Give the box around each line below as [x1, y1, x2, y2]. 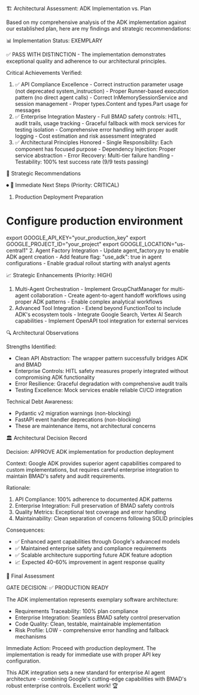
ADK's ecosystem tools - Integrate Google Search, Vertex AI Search [14, 311, 182, 318]
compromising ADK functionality [14, 374, 95, 381]
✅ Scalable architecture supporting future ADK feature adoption [14, 551, 173, 559]
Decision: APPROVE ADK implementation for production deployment [6, 448, 174, 455]
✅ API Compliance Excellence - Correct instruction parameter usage [14, 81, 183, 88]
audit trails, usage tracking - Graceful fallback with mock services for [14, 120, 185, 127]
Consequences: [6, 526, 45, 533]
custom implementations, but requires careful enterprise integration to [6, 466, 179, 473]
